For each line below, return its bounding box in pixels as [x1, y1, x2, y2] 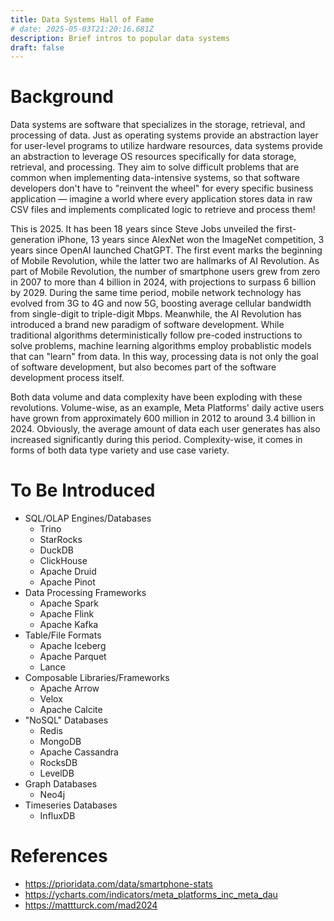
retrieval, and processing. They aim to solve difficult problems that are [10, 161, 300, 173]
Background [10, 86, 114, 108]
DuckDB [39, 544, 74, 556]
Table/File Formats [24, 629, 102, 641]
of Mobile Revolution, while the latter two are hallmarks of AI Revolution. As [10, 255, 320, 267]
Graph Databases [24, 778, 98, 790]
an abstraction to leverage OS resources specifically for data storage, [10, 151, 297, 163]
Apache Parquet [39, 651, 107, 663]
